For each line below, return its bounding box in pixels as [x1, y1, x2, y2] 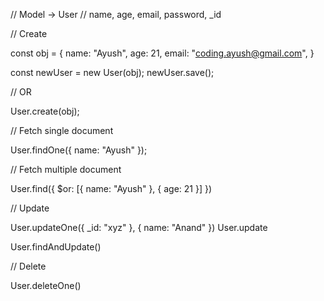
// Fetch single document [10, 125, 114, 136]
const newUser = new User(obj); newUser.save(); [10, 67, 215, 78]
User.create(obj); [10, 105, 80, 117]
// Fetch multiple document [10, 164, 122, 175]
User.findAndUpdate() [10, 241, 102, 253]
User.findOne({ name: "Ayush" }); [10, 144, 148, 156]
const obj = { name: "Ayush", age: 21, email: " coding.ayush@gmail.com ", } [10, 47, 315, 59]
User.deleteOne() [10, 280, 82, 291]
